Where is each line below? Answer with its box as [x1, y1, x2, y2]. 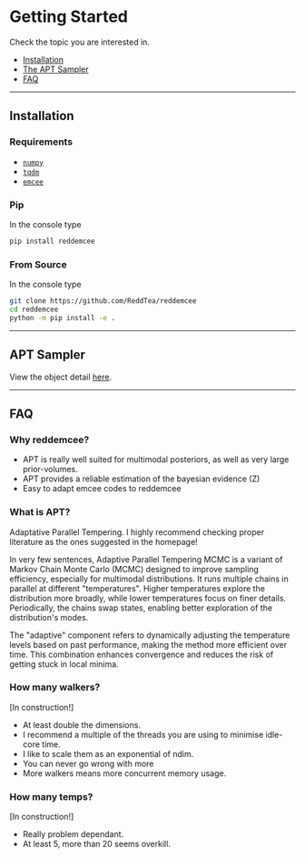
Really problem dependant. [22, 829, 124, 840]
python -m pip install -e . [9, 313, 116, 322]
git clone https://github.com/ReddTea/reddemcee [9, 297, 197, 306]
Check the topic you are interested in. [9, 36, 150, 47]
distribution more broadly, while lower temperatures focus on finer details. [9, 592, 287, 603]
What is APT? [9, 506, 71, 519]
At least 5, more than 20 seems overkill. [22, 839, 171, 850]
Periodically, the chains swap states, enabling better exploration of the [9, 602, 273, 613]
